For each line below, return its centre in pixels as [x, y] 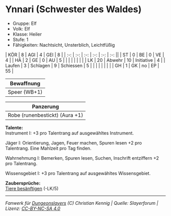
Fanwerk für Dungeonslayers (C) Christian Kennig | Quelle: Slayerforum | [82, 203]
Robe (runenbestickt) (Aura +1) [46, 115]
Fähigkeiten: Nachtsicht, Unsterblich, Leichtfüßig [64, 45]
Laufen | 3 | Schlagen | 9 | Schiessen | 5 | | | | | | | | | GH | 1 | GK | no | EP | [82, 65]
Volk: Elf [21, 28]
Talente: [14, 127]
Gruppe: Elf [25, 23]
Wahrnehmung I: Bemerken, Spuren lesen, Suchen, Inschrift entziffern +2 [82, 158]
